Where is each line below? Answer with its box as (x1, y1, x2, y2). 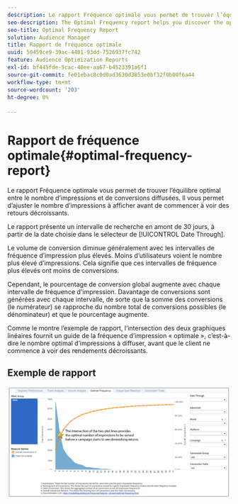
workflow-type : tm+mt (7, 79, 72, 86)
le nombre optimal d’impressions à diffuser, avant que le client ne (20, 339, 210, 347)
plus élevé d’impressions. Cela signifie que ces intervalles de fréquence (7, 259, 217, 267)
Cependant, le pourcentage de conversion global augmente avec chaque (7, 280, 221, 289)
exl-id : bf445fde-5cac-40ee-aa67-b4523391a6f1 (7, 64, 147, 71)
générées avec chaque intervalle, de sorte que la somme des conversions (7, 295, 223, 304)
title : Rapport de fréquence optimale (7, 41, 122, 49)
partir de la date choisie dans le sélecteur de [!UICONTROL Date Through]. (7, 230, 225, 239)
